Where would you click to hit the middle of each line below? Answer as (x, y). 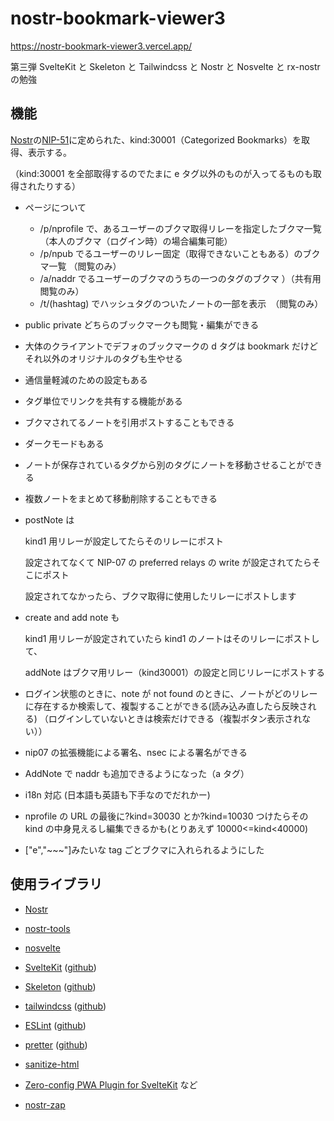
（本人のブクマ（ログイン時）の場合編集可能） (136, 241)
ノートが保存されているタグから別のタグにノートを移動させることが (165, 464)
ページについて (55, 207)
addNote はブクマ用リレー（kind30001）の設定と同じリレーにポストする (175, 672)
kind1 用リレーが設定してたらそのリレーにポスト (124, 541)
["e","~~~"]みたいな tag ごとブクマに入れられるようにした (144, 849)
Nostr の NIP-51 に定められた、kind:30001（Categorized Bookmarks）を (156, 139)
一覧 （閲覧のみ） (85, 266)
